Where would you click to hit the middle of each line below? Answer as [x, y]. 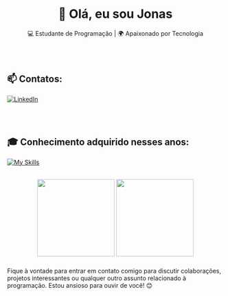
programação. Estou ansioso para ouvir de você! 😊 [80, 286]
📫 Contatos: [35, 79]
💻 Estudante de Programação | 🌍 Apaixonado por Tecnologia [115, 33]
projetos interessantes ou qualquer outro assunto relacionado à [97, 278]
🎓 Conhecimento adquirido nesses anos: [98, 143]
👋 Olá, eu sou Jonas [115, 14]
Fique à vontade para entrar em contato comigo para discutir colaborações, [114, 271]
